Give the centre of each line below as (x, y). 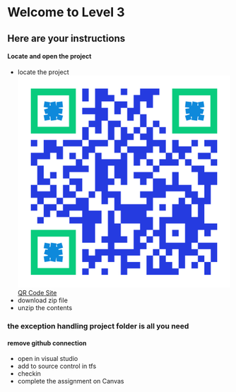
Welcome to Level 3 (66, 12)
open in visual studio (48, 359)
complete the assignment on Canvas (71, 381)
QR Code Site (37, 292)
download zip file (43, 300)
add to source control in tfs (57, 366)
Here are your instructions (66, 38)
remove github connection (47, 343)
